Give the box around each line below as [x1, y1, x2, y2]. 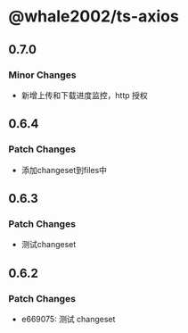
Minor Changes [8, 69, 77, 81]
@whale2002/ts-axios [8, 6, 179, 27]
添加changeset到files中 [20, 164, 108, 175]
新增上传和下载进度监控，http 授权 [20, 89, 148, 100]
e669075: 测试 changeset [20, 313, 116, 324]
